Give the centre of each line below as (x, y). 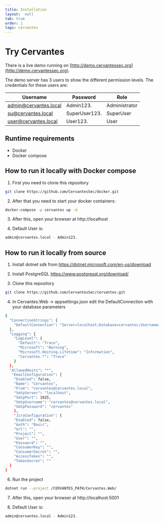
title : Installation (26, 10)
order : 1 (14, 23)
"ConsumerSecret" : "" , (37, 452)
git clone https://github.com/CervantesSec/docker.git (62, 191)
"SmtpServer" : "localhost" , (42, 393)
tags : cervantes (21, 28)
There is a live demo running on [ (38, 65)
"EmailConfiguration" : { (37, 375)
